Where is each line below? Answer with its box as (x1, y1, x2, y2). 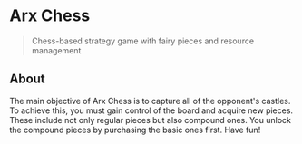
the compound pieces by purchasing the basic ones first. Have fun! (9, 124, 261, 135)
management (31, 44, 82, 55)
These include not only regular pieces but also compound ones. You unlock (9, 114, 292, 125)
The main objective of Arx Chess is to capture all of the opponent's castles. (9, 95, 291, 106)
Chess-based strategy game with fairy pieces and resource (31, 35, 255, 46)
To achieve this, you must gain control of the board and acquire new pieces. (9, 105, 293, 116)
